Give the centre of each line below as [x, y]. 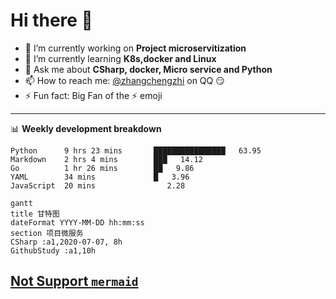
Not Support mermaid [74, 281]
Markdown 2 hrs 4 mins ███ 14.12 [106, 159]
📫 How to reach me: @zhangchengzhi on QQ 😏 [124, 80]
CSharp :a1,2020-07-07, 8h [66, 242]
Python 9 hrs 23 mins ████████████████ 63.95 [136, 150]
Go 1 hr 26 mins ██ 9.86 [102, 168]
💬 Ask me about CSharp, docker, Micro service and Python [148, 69]
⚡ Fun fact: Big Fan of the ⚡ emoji [93, 95]
